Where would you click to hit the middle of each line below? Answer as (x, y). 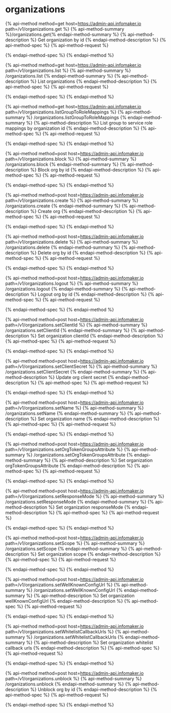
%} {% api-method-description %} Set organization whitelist (90, 643)
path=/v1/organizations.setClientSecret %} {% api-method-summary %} (81, 366)
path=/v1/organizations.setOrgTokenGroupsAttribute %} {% (68, 449)
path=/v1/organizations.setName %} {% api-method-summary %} (75, 408)
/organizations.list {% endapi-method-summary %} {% (63, 76)
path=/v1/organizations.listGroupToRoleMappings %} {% (65, 112)
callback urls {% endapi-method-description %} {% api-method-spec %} (82, 648)
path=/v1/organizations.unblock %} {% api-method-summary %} (74, 678)
